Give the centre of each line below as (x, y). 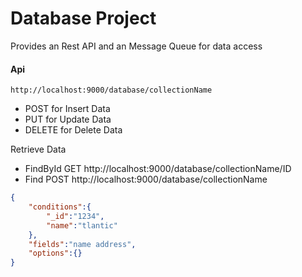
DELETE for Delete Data (73, 130)
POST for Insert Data (67, 109)
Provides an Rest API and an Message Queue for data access (136, 46)
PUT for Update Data (68, 119)
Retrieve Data (38, 149)
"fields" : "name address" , (82, 244)
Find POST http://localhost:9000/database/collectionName (146, 179)
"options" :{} (55, 253)
